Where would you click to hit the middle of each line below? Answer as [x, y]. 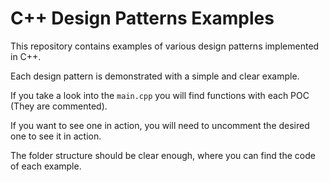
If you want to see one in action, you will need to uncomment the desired [160, 125]
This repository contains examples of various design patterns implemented [165, 46]
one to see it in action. [56, 136]
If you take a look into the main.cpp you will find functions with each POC [160, 95]
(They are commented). [59, 106]
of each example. [46, 166]
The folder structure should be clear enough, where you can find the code [163, 155]
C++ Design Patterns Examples [142, 18]
